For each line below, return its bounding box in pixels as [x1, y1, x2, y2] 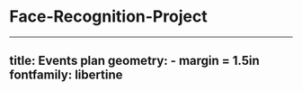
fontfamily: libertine [9, 68, 123, 83]
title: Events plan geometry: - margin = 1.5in [9, 53, 261, 68]
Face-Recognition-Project [9, 6, 209, 27]
